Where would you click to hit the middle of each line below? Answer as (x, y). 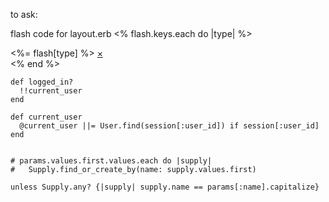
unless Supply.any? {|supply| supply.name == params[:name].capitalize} (165, 187)
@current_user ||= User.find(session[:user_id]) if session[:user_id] (169, 126)
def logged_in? (42, 82)
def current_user (46, 117)
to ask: (24, 14)
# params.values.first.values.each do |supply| (111, 161)
